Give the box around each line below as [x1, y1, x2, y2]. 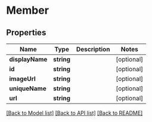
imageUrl [9, 75, 36, 83]
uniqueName [9, 84, 46, 93]
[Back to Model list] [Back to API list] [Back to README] [6, 109, 143, 117]
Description [76, 45, 110, 53]
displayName [9, 55, 48, 63]
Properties [6, 28, 46, 38]
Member [6, 4, 49, 17]
